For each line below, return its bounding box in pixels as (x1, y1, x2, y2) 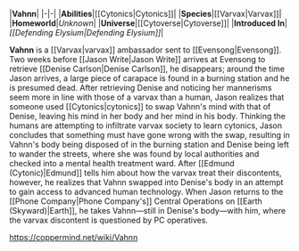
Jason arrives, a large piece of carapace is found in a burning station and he (9, 73, 290, 84)
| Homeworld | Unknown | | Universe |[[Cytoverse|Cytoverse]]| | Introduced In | (9, 18, 288, 28)
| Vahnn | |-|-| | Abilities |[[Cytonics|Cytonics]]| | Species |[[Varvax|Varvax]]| (9, 9, 282, 19)
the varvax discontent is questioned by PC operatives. (9, 215, 208, 225)
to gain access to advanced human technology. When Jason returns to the (9, 187, 284, 197)
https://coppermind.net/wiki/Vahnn (9, 232, 138, 242)
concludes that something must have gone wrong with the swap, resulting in (9, 130, 290, 140)
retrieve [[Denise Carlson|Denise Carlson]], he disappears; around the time (9, 63, 286, 74)
